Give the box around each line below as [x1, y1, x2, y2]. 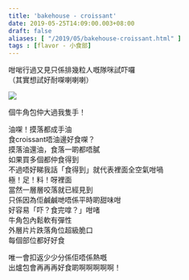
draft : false [8, 27, 52, 35]
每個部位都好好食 [8, 236, 65, 245]
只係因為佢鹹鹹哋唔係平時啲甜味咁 [8, 195, 121, 205]
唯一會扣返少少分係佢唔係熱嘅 [8, 253, 107, 262]
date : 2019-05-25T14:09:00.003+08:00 [8, 19, 135, 27]
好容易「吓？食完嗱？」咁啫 [8, 205, 101, 215]
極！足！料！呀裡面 [8, 175, 72, 185]
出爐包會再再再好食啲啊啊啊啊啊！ [8, 263, 121, 273]
